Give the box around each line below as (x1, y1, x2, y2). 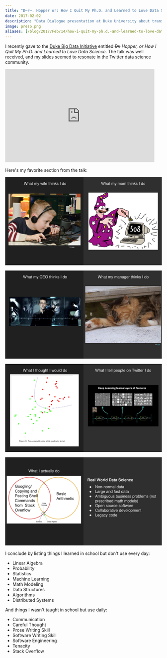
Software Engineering (12, 638, 57, 644)
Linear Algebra (12, 560, 43, 566)
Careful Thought (12, 622, 46, 628)
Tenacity (12, 643, 31, 649)
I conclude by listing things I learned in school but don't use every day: (5, 550, 150, 556)
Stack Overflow (12, 648, 45, 655)
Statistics (12, 571, 32, 577)
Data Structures (12, 587, 45, 593)
